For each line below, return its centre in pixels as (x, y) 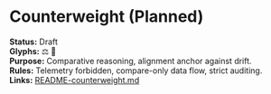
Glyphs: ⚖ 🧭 (33, 51)
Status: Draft (34, 42)
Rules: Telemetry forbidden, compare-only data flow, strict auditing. (136, 70)
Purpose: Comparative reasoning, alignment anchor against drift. (131, 61)
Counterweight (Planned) (107, 17)
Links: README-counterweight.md (75, 80)
